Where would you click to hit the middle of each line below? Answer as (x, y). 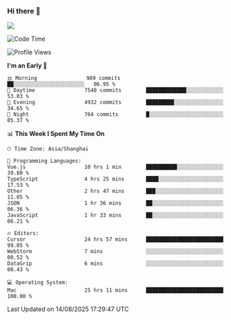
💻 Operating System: (38, 283)
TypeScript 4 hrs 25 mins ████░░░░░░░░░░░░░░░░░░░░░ (115, 179)
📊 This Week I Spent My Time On (56, 134)
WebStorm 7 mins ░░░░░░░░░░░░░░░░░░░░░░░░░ (115, 252)
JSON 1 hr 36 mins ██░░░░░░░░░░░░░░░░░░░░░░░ (115, 203)
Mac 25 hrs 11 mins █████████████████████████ (115, 290)
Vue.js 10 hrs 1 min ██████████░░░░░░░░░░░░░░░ (115, 167)
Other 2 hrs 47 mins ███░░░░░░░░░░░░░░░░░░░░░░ (115, 191)
